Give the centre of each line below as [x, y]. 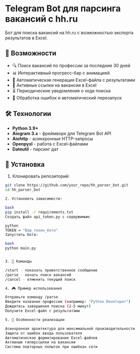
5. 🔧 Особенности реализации [35, 320]
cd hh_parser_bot [23, 190]
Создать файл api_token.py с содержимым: [48, 217]
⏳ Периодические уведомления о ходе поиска [61, 90]
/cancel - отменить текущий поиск [41, 279]
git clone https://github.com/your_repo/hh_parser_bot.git [67, 185]
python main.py [21, 248]
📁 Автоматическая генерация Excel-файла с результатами [74, 80]
